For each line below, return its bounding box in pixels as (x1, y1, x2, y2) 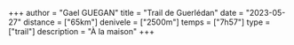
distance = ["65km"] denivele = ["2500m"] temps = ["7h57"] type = (22, 17, 271, 27)
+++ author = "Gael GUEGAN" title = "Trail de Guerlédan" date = (8, 8, 244, 18)
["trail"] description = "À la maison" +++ (8, 26, 155, 36)
